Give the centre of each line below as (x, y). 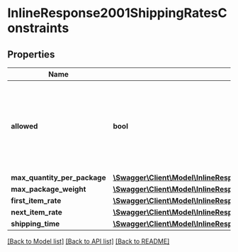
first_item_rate (36, 201)
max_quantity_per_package (58, 177)
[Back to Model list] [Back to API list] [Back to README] (89, 241)
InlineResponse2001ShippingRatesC (118, 13)
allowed (24, 126)
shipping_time (35, 224)
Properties (31, 54)
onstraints (38, 28)
